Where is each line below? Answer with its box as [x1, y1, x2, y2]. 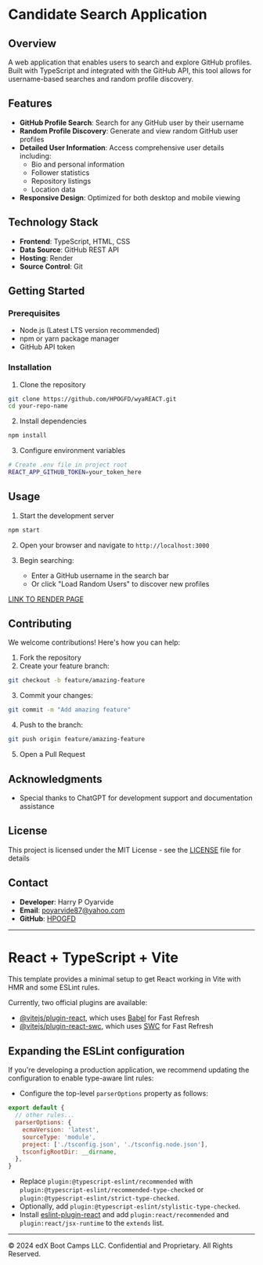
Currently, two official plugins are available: [8, 998, 148, 1007]
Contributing [8, 617, 72, 631]
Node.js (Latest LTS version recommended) [19, 326, 160, 335]
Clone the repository [19, 379, 86, 389]
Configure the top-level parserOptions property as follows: [19, 1089, 209, 1099]
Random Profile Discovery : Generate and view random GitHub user [19, 126, 239, 135]
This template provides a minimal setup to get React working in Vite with [8, 974, 241, 984]
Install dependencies [19, 416, 88, 426]
